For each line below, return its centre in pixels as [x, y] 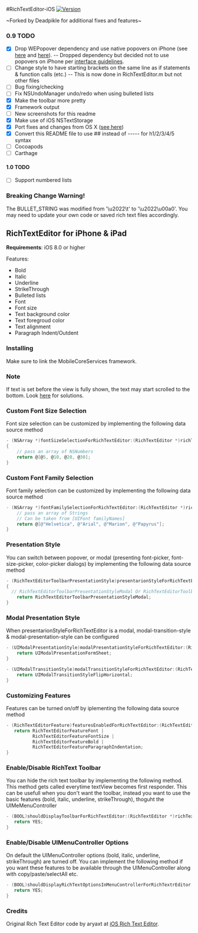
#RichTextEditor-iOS [31, 9]
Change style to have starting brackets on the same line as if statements [102, 68]
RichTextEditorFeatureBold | [68, 742]
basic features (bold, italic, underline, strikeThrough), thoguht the [85, 799]
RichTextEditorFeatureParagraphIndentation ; [88, 747]
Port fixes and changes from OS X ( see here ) [69, 127]
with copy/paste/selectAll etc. [42, 874]
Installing [20, 348]
